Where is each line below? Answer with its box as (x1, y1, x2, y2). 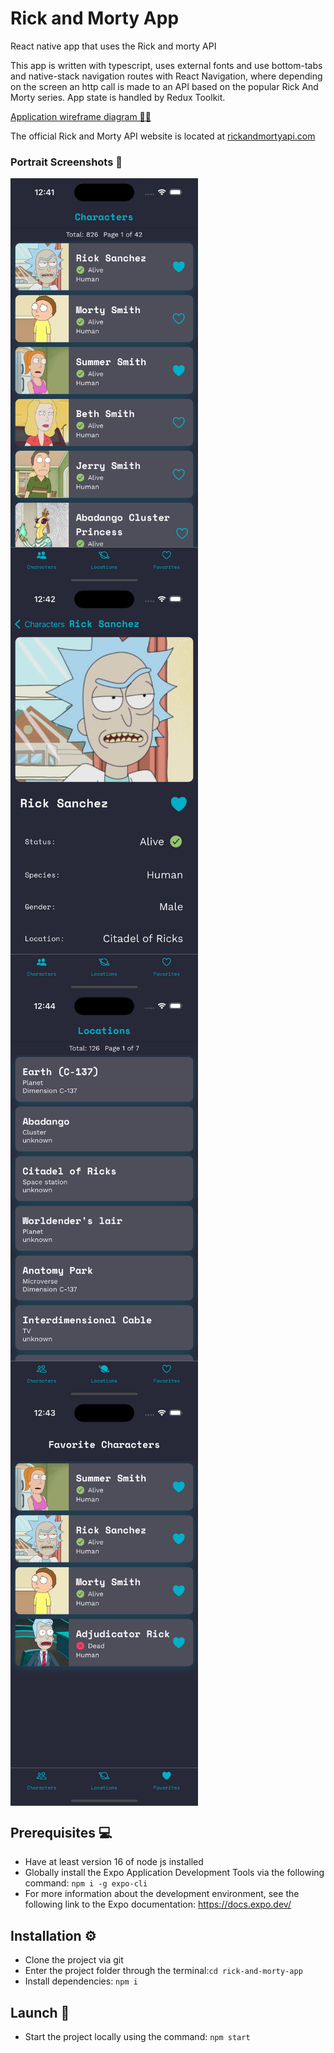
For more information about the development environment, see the (24, 1888, 300, 1900)
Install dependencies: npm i (24, 1975, 138, 1987)
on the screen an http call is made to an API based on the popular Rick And (10, 80, 319, 92)
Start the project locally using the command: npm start (24, 2031, 251, 2043)
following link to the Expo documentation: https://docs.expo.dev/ (24, 1898, 292, 1911)
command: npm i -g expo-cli (24, 1877, 148, 1889)
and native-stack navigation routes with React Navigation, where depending (10, 70, 323, 82)
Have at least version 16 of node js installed (24, 1856, 204, 1868)
